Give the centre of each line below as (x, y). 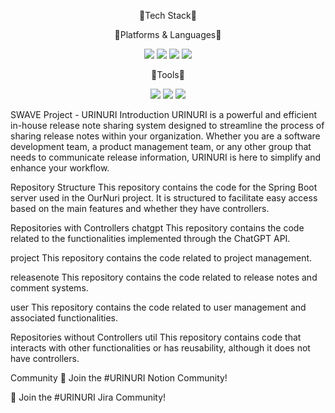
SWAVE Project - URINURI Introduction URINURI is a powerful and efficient (163, 114)
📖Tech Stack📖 (168, 15)
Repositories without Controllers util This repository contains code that (156, 337)
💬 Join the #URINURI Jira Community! (88, 397)
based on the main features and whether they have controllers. (140, 208)
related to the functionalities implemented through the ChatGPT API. (150, 238)
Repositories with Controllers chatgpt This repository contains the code (157, 228)
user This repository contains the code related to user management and (158, 307)
